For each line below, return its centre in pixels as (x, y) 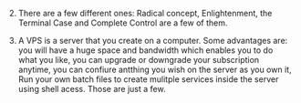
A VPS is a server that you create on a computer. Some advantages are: (153, 41)
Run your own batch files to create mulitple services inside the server (148, 79)
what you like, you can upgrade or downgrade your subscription (139, 60)
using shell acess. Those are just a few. (92, 89)
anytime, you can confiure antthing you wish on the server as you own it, (155, 69)
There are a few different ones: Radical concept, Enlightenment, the (145, 13)
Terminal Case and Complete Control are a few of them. (123, 23)
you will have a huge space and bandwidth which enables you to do (145, 50)
